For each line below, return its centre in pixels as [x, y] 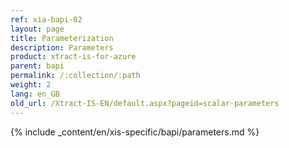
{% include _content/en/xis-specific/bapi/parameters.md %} [135, 132]
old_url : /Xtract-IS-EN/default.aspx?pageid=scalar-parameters [145, 103]
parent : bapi [37, 66]
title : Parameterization [62, 38]
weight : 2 [31, 85]
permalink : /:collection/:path [75, 76]
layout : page [37, 29]
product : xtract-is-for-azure [73, 57]
